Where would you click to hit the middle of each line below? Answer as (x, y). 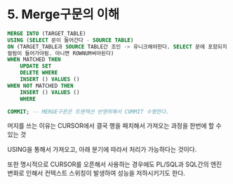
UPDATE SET (36, 66)
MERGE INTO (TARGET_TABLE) (47, 33)
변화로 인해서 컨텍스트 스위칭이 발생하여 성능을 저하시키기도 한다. (96, 173)
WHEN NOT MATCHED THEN (40, 86)
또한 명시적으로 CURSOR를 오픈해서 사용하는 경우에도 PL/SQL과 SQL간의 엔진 (115, 164)
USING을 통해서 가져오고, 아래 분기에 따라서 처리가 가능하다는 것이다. (102, 150)
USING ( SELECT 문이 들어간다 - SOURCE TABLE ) (71, 40)
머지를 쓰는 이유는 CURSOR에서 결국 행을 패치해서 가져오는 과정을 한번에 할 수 (115, 126)
